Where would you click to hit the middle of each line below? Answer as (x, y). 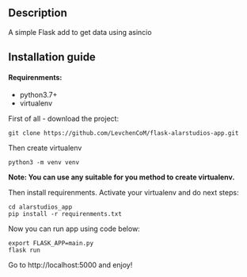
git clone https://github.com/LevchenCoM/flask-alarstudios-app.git (123, 133)
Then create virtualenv (45, 148)
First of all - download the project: (64, 119)
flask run (25, 250)
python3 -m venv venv (44, 163)
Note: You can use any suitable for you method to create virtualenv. (122, 177)
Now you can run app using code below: (74, 229)
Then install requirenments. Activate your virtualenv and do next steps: (123, 193)
